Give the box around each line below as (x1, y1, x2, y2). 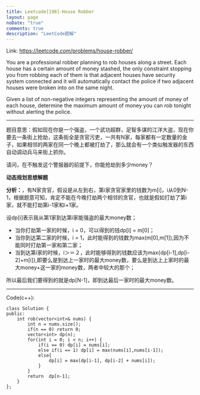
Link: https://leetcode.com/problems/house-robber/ (6, 47, 133, 54)
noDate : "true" (6, 20, 44, 26)
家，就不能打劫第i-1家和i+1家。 (6, 201, 82, 209)
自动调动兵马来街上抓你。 (6, 148, 69, 155)
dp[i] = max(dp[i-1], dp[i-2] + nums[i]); (48, 358, 156, 364)
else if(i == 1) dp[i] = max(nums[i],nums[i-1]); (37, 347, 164, 353)
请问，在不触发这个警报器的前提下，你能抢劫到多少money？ (6, 161, 154, 169)
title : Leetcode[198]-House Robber (6, 8, 95, 15)
